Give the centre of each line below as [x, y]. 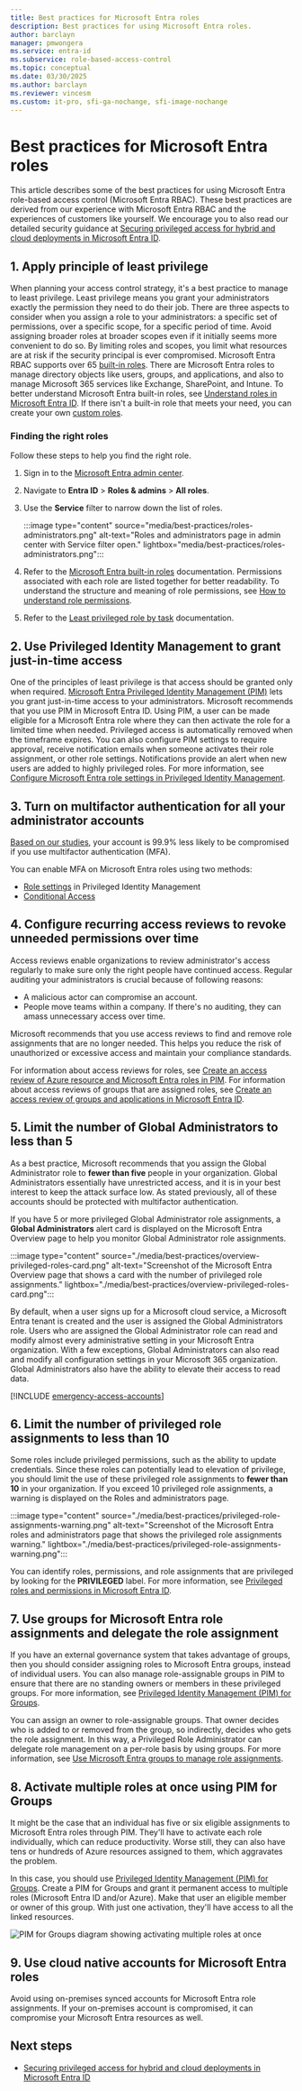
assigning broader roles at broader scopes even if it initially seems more [144, 336]
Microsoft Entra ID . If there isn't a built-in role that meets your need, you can [151, 403]
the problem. [34, 1861]
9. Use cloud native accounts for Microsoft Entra [148, 1963]
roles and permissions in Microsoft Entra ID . [91, 1591]
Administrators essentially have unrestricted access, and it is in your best [146, 1182]
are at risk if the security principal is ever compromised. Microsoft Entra [143, 355]
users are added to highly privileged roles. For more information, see [137, 768]
